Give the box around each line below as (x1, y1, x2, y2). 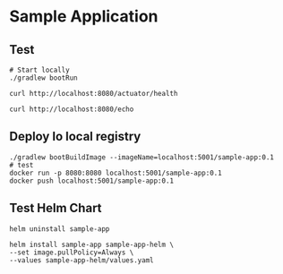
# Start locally (9, 65, 70, 74)
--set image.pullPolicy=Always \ (9, 248, 134, 257)
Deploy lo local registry (9, 129, 141, 144)
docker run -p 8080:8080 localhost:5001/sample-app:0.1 (9, 168, 222, 177)
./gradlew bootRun (9, 73, 78, 82)
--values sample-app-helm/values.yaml (9, 255, 154, 265)
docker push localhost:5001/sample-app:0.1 (9, 176, 175, 185)
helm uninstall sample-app (9, 224, 110, 234)
